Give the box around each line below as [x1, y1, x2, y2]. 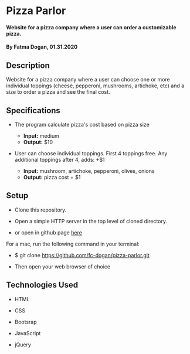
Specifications [6, 105, 60, 115]
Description [6, 60, 50, 70]
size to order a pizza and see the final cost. [6, 88, 110, 96]
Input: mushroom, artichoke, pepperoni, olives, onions [23, 168, 155, 174]
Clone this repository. [14, 206, 67, 213]
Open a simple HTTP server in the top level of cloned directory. [14, 217, 167, 224]
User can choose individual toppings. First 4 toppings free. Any [14, 150, 168, 156]
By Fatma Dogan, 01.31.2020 [6, 43, 78, 50]
